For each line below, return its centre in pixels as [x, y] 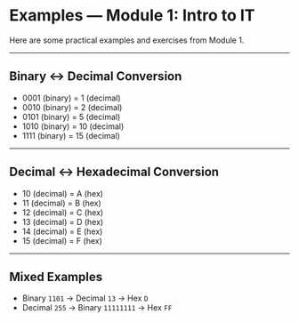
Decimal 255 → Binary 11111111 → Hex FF [97, 308]
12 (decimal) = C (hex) [63, 212]
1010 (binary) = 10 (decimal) [73, 126]
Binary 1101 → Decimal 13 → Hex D [85, 298]
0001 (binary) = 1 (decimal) [72, 98]
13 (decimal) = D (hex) [63, 221]
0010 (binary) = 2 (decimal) [72, 107]
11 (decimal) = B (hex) [62, 203]
